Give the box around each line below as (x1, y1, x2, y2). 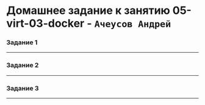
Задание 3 (6, 84, 39, 92)
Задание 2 (6, 61, 39, 70)
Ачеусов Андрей (94, 19, 171, 30)
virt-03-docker (6, 16, 85, 30)
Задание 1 (6, 38, 38, 47)
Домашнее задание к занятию (6, 4, 171, 18)
